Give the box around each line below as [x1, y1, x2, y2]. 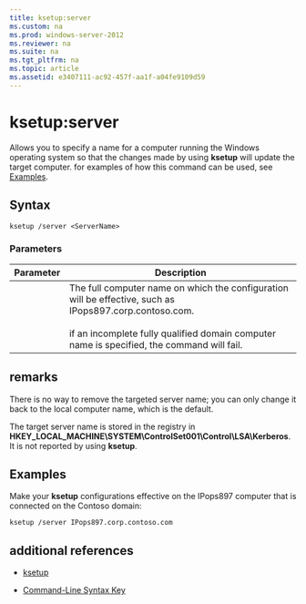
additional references [9, 543, 134, 558]
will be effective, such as [68, 292, 175, 305]
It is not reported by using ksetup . [9, 440, 138, 451]
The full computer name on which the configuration [68, 282, 289, 294]
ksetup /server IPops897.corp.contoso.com [9, 518, 173, 527]
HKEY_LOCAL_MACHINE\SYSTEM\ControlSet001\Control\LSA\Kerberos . [9, 430, 291, 442]
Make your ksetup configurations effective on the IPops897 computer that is [9, 491, 297, 502]
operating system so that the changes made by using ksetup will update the [9, 151, 295, 162]
